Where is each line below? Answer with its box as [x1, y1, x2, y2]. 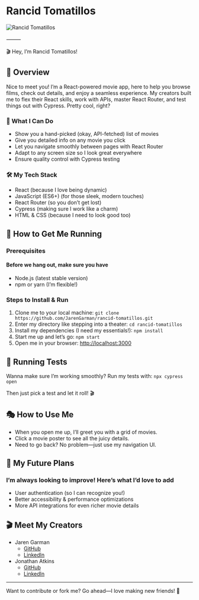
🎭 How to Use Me [6, 409, 74, 420]
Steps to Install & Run [6, 296, 69, 304]
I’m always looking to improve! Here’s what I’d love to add [6, 476, 174, 484]
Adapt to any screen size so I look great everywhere [14, 150, 142, 157]
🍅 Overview [6, 67, 50, 78]
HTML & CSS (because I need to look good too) [14, 212, 131, 219]
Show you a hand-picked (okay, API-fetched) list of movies [14, 131, 159, 138]
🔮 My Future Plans [6, 458, 75, 468]
